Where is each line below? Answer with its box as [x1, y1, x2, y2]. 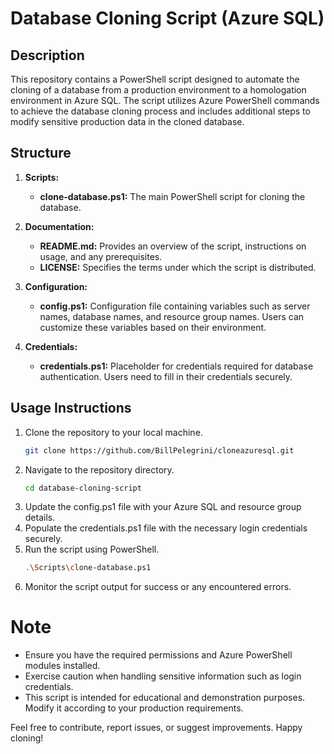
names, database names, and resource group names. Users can [39, 310, 305, 322]
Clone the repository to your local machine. [24, 426, 203, 438]
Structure [10, 145, 72, 162]
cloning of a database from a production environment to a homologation [10, 84, 307, 96]
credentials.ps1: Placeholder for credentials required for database [39, 360, 314, 372]
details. [24, 512, 56, 524]
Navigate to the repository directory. [24, 463, 175, 476]
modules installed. [24, 660, 101, 672]
